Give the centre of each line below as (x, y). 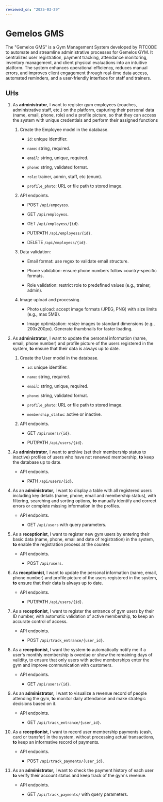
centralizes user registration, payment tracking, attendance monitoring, (76, 57)
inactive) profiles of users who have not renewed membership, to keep (83, 457)
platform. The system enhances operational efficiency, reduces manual (76, 67)
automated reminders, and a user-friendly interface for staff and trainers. (78, 78)
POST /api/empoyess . (48, 205)
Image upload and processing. (50, 300)
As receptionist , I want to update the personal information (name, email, (85, 573)
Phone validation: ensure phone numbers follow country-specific (92, 271)
